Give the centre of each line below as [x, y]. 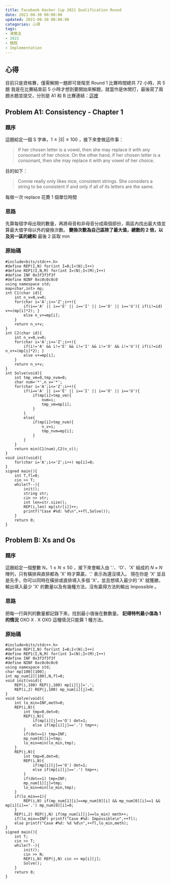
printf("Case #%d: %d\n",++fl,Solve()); [67, 511]
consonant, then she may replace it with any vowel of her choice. [86, 160]
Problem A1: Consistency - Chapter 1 [64, 112]
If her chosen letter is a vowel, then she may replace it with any [84, 150]
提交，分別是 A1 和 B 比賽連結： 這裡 [60, 96]
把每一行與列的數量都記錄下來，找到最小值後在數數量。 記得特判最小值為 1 [83, 613]
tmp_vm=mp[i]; [56, 404]
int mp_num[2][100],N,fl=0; [35, 676]
